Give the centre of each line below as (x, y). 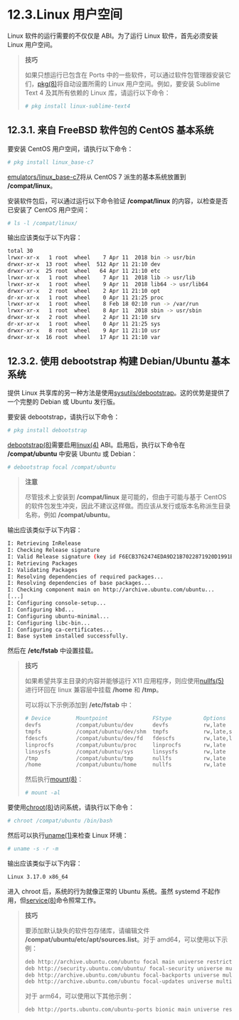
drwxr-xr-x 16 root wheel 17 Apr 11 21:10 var (84, 337)
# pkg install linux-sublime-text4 (78, 106)
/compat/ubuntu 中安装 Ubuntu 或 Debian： (73, 454)
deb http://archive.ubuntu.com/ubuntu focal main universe (114, 962)
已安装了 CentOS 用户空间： (49, 209)
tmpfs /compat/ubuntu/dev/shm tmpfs (96, 732)
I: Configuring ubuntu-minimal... (59, 616)
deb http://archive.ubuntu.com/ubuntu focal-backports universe (122, 975)
